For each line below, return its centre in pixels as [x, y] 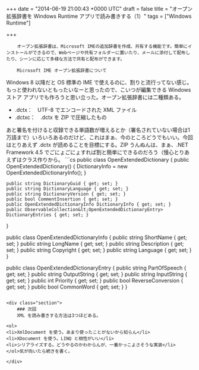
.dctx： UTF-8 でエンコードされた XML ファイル [76, 110]
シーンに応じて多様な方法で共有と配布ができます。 [72, 59]
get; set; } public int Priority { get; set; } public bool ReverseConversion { [95, 280]
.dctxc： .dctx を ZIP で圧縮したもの [61, 117]
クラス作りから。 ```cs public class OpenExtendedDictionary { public [105, 160]
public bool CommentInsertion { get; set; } [62, 199]
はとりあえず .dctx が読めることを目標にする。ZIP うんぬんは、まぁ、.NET [97, 145]
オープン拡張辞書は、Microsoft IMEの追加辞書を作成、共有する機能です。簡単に [102, 46]
